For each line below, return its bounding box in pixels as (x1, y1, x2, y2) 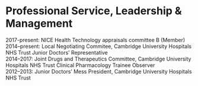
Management (5, 17, 73, 30)
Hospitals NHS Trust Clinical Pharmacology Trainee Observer (5, 61, 155, 69)
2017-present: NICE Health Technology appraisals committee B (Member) (5, 36, 186, 43)
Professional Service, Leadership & (5, 4, 182, 18)
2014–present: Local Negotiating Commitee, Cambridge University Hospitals (5, 43, 192, 50)
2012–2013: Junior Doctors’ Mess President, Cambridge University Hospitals (5, 68, 192, 75)
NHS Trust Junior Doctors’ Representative (5, 49, 108, 56)
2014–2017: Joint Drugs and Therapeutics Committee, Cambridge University (5, 55, 191, 62)
